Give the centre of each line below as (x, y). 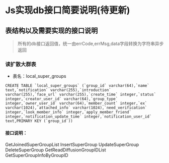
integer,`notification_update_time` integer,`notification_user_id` (78, 117)
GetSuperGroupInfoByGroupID (37, 155)
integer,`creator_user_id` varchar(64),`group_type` (62, 99)
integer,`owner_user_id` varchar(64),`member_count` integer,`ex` (76, 103)
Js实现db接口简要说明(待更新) (68, 10)
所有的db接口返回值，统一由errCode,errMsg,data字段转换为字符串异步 (91, 44)
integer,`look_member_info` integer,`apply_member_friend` (68, 112)
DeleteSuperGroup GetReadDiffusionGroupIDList (56, 150)
